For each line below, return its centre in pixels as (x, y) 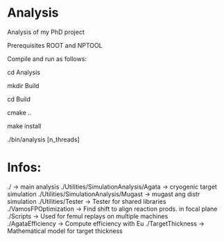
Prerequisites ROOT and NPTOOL (55, 45)
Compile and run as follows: (47, 59)
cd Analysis (24, 72)
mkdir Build (23, 85)
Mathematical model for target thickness (65, 231)
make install (24, 126)
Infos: (24, 167)
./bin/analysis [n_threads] (43, 139)
